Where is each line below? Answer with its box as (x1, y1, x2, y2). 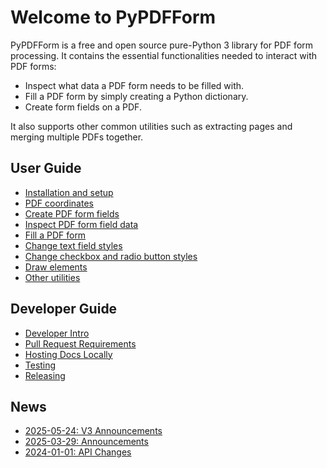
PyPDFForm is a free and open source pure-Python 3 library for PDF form (10, 39, 314, 51)
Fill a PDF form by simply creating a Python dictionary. (24, 90, 249, 102)
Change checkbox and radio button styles (24, 250, 198, 262)
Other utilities (24, 271, 81, 283)
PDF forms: (10, 60, 57, 72)
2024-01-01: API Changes (24, 446, 132, 458)
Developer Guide (10, 301, 118, 318)
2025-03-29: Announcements (24, 436, 149, 448)
